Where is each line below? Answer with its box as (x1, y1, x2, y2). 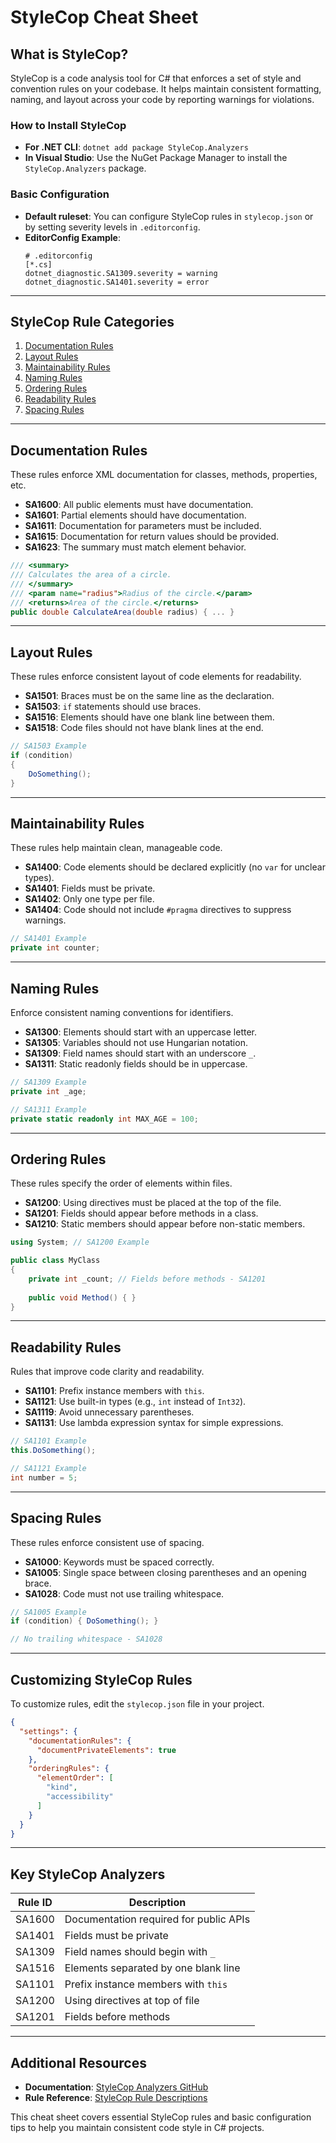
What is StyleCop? (10, 46, 129, 63)
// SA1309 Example (10, 1077, 87, 1088)
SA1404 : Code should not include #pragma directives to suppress (24, 904, 292, 916)
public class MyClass (10, 1256, 101, 1266)
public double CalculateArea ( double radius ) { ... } (10, 607, 235, 617)
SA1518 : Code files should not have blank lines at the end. (24, 722, 264, 734)
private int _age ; (10, 1086, 87, 1096)
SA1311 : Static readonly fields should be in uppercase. (24, 1058, 248, 1070)
